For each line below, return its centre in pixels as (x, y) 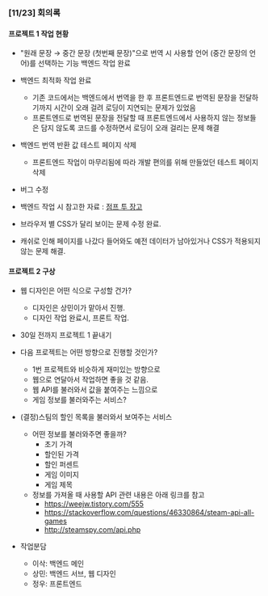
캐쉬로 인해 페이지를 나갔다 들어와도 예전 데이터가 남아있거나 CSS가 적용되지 (140, 241)
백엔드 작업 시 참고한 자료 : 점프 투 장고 (81, 207)
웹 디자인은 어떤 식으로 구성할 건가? (75, 291)
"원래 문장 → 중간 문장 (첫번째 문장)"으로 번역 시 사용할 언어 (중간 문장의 (134, 53)
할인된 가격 (61, 454)
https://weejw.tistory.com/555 (94, 504)
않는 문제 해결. (43, 252)
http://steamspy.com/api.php (92, 530)
